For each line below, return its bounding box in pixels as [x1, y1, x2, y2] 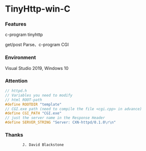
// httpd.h [5, 88, 27, 93]
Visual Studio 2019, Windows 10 [5, 65, 69, 71]
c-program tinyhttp [5, 32, 43, 37]
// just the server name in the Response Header [5, 116, 105, 120]
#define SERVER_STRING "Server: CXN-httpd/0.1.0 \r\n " [5, 120, 116, 125]
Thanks [5, 132, 23, 138]
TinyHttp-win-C [5, 3, 71, 15]
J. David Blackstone [22, 142, 64, 148]
